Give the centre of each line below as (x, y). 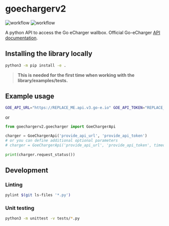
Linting (14, 185)
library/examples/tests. (43, 80)
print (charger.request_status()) (40, 154)
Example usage (30, 96)
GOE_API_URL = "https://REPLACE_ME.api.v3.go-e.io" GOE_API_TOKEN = (75, 108)
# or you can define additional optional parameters (62, 141)
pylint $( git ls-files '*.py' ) (38, 195)
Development (27, 170)
